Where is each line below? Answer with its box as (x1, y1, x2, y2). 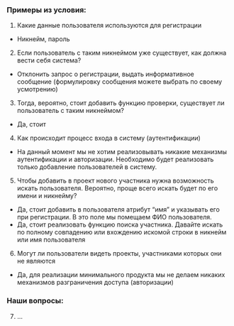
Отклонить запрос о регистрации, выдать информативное (16, 70, 194, 79)
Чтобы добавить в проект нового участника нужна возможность (16, 176, 214, 185)
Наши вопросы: (6, 296, 64, 306)
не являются (16, 257, 56, 266)
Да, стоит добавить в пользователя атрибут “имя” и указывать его (16, 205, 221, 214)
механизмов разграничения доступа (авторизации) (16, 278, 174, 287)
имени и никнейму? (16, 192, 77, 200)
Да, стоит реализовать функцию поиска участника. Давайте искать (16, 220, 223, 229)
